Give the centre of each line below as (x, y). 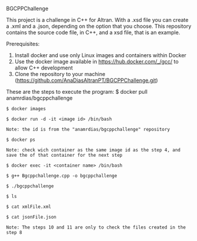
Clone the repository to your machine (60, 74)
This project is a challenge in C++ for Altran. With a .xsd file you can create (97, 20)
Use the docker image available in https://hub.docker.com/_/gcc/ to (96, 62)
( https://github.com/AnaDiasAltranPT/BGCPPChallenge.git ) (86, 80)
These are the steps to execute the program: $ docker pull (77, 92)
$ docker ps (21, 140)
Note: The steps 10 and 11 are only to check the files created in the (96, 227)
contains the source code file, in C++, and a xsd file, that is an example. (93, 32)
